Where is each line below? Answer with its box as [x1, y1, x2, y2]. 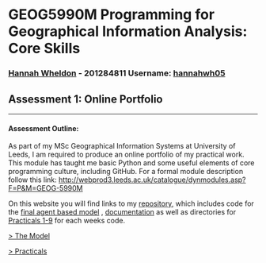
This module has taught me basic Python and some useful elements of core [8, 158, 255, 168]
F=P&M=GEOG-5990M [8, 184, 83, 193]
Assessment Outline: [8, 123, 79, 133]
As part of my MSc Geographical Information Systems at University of [8, 141, 236, 151]
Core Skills [8, 40, 81, 57]
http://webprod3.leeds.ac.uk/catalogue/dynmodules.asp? [58, 175, 247, 184]
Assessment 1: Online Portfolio [8, 92, 163, 106]
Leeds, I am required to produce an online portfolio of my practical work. [8, 149, 245, 160]
